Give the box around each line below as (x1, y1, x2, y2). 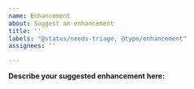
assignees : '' (8, 42, 57, 50)
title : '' (8, 27, 42, 35)
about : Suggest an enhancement (8, 19, 114, 28)
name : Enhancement (8, 11, 71, 20)
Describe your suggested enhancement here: (8, 71, 165, 81)
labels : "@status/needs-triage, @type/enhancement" (8, 34, 187, 43)
